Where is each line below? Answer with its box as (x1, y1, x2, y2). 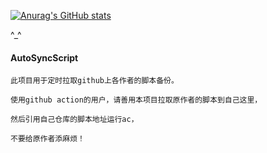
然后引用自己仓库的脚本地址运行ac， (10, 115, 139, 125)
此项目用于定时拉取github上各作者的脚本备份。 (10, 76, 179, 86)
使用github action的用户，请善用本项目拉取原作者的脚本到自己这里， (10, 95, 263, 105)
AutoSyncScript (10, 51, 79, 64)
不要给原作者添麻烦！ (10, 134, 85, 144)
